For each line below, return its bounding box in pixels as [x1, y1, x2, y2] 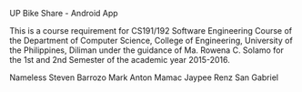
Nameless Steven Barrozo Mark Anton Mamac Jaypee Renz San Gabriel [9, 72, 279, 83]
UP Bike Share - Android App [9, 8, 118, 18]
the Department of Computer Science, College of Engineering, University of [9, 36, 293, 46]
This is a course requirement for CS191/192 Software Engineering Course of [9, 26, 293, 36]
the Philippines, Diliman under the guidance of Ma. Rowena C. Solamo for [9, 45, 285, 56]
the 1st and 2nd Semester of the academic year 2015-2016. [9, 55, 230, 65]
